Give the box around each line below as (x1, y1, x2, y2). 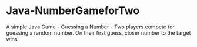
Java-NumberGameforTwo (6, 4, 140, 17)
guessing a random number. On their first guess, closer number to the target (6, 29, 191, 36)
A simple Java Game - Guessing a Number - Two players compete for (6, 23, 175, 30)
